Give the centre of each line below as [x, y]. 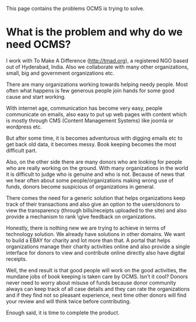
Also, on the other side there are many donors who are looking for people [94, 162]
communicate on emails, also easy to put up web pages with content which [97, 114]
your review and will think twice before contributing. [69, 301]
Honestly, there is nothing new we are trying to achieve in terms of [86, 228]
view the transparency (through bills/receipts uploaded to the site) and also [96, 210]
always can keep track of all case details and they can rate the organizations [98, 289]
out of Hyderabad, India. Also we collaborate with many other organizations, [97, 67]
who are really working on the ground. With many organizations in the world [97, 168]
